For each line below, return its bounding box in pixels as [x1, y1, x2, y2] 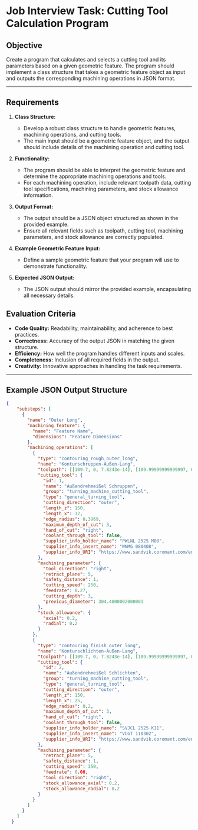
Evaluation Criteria [6, 309, 76, 319]
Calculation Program [6, 17, 109, 30]
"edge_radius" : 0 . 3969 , [43, 516, 101, 522]
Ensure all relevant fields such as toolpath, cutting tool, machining [23, 227, 184, 234]
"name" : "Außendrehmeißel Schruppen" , [43, 483, 138, 489]
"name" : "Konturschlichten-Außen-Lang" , [37, 648, 138, 654]
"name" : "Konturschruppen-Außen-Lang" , [37, 461, 136, 467]
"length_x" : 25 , [43, 697, 83, 703]
